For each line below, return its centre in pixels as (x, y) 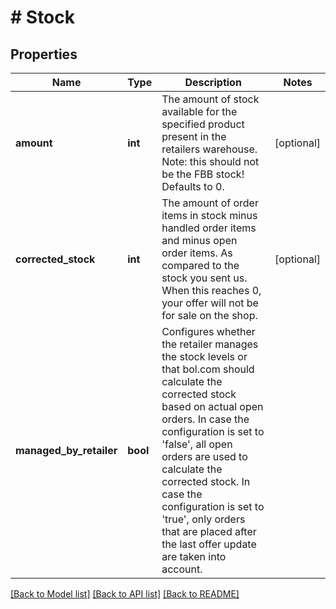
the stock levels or (204, 356)
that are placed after (209, 531)
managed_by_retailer (66, 450)
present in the (194, 136)
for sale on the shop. (209, 315)
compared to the (200, 265)
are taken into (194, 556)
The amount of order (210, 203)
